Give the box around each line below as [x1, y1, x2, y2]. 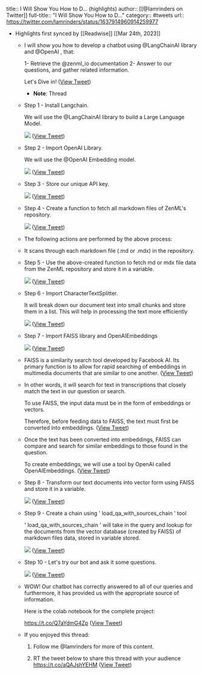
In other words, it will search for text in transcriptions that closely [24, 381, 187, 388]
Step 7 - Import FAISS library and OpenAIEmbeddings [24, 332, 158, 339]
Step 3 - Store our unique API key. [24, 181, 110, 187]
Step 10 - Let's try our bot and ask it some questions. [24, 559, 156, 566]
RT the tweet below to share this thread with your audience [33, 655, 181, 662]
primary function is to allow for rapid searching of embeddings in [24, 363, 187, 370]
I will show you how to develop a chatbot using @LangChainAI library [24, 42, 197, 49]
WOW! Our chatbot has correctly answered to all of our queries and [24, 583, 193, 590]
